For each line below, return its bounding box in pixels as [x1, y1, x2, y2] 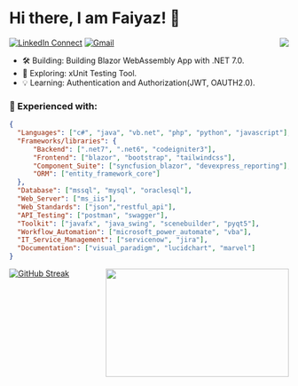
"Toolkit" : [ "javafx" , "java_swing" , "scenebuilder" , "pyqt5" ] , [17, 219, 260, 228]
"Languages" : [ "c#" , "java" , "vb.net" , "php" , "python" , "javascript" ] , [17, 129, 292, 138]
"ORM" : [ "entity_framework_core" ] [32, 169, 161, 178]
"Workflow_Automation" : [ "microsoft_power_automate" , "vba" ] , [17, 227, 252, 236]
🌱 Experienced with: [9, 99, 98, 112]
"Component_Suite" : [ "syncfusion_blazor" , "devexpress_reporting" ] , [32, 161, 292, 170]
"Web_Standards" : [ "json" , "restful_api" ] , [17, 202, 176, 211]
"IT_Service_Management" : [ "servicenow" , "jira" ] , [17, 235, 208, 245]
